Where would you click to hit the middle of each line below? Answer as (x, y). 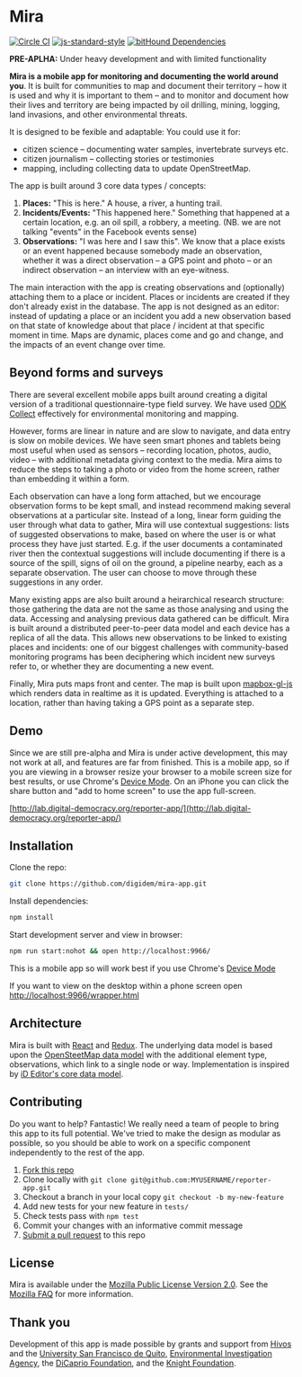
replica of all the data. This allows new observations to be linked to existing (148, 637)
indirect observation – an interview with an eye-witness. (126, 269)
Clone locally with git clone (75, 1179)
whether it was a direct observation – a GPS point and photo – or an (147, 260)
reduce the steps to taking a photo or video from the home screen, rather (145, 469)
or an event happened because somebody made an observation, (142, 251)
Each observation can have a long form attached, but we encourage (135, 496)
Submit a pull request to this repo (84, 1235)
